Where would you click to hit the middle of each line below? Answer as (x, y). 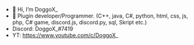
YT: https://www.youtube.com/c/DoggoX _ (65, 35)
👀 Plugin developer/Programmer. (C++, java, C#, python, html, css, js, (100, 16)
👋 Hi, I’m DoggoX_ (35, 9)
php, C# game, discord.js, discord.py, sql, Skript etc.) (80, 22)
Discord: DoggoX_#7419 (43, 29)
